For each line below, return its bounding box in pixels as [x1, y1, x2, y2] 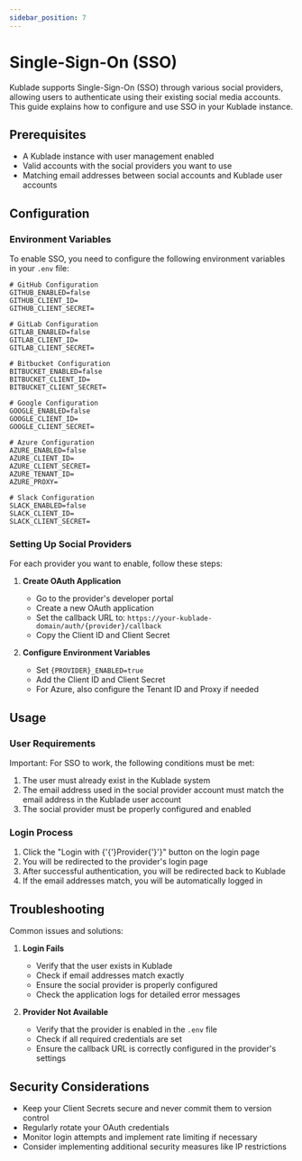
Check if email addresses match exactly [35, 970, 185, 981]
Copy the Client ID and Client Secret [35, 630, 170, 641]
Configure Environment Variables [22, 647, 151, 658]
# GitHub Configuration [9, 280, 99, 289]
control [22, 1112, 50, 1123]
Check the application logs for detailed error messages [35, 989, 241, 1001]
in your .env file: [9, 263, 69, 274]
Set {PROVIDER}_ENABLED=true [35, 664, 144, 676]
